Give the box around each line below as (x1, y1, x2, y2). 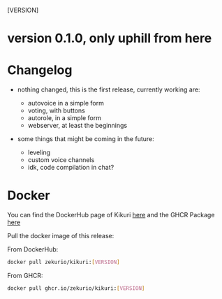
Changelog (7, 62, 73, 78)
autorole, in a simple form (27, 114, 101, 122)
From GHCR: (7, 271, 43, 279)
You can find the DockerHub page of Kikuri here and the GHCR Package (7, 211, 215, 219)
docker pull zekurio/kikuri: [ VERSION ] (7, 258, 120, 266)
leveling (27, 148, 51, 156)
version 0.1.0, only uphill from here (7, 31, 212, 46)
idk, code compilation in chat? (27, 163, 114, 172)
